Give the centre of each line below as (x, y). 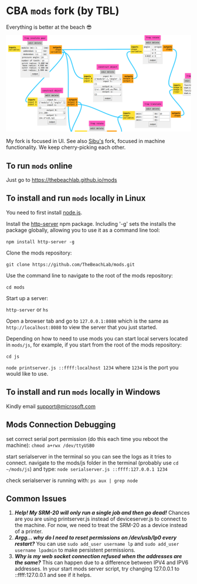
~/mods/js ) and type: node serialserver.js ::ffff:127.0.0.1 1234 (87, 469)
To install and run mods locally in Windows (83, 392)
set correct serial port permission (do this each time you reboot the (87, 439)
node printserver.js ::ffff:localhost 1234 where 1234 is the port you (92, 367)
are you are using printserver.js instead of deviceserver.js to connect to (101, 519)
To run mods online (39, 166)
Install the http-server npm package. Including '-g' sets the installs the (91, 223)
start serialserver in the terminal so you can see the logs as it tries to (89, 456)
